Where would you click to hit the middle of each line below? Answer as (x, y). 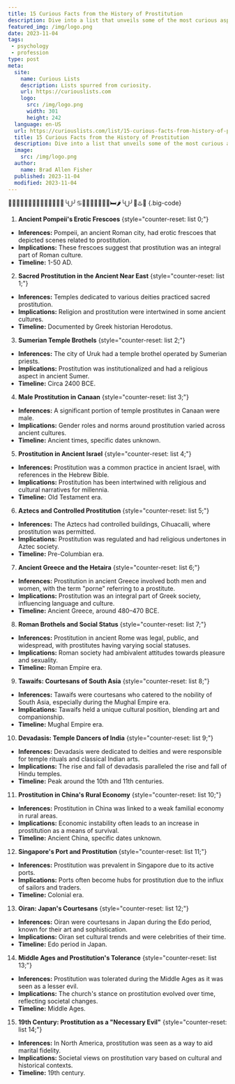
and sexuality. (38, 660)
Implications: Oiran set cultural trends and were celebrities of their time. (122, 937)
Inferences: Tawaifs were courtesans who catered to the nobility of (115, 695)
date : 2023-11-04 (33, 33)
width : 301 (42, 111)
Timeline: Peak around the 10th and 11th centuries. (91, 781)
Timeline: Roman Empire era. (60, 668)
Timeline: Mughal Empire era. (61, 725)
